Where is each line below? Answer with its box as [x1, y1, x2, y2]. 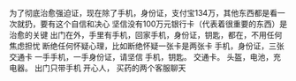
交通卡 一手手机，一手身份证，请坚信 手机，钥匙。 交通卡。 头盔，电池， [9, 52, 274, 62]
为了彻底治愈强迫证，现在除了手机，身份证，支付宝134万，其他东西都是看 [9, 8, 278, 18]
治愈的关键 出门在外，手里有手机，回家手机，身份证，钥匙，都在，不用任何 [9, 30, 283, 40]
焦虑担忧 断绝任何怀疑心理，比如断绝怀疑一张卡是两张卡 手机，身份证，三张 [9, 40, 285, 51]
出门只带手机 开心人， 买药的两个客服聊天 [34, 63, 186, 73]
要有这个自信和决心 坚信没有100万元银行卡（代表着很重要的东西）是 [39, 18, 288, 29]
